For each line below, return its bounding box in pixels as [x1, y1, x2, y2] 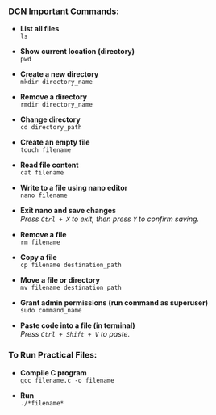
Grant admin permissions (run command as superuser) [19, 298, 209, 308]
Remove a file [19, 230, 67, 240]
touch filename [19, 146, 72, 154]
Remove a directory [19, 92, 87, 102]
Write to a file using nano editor [19, 183, 128, 193]
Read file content [19, 160, 79, 170]
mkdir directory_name [19, 78, 93, 86]
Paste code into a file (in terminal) [19, 321, 135, 330]
